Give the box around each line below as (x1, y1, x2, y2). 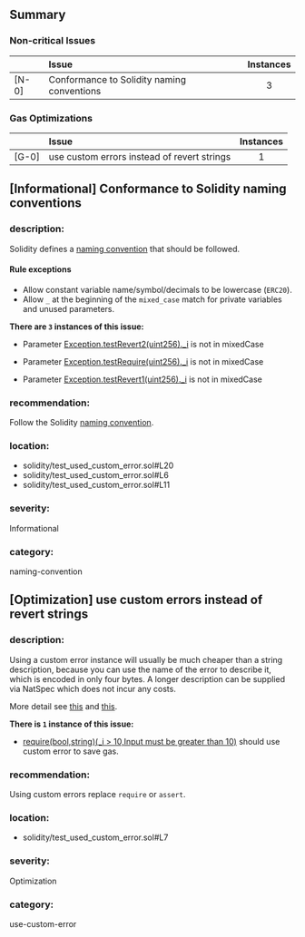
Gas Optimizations (9, 112, 93, 124)
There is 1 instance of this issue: (9, 718, 134, 729)
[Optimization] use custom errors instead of (9, 592, 263, 608)
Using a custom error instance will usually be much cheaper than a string (9, 654, 283, 665)
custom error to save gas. (22, 746, 120, 756)
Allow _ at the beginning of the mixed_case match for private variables (22, 294, 283, 305)
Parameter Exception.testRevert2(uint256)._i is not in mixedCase (22, 338, 265, 349)
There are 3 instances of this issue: (9, 321, 144, 332)
